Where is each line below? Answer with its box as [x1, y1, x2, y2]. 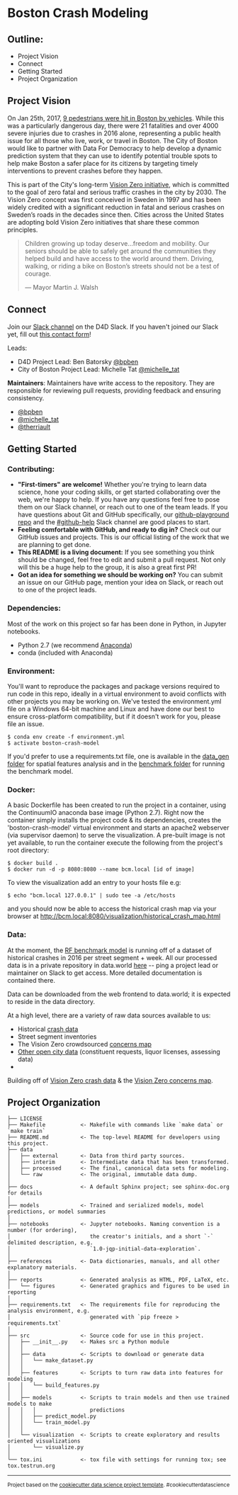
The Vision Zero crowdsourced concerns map [17, 1039, 152, 1048]
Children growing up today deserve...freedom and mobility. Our [24, 239, 210, 247]
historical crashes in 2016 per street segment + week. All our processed [7, 953, 217, 961]
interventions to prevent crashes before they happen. [7, 167, 163, 175]
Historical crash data [17, 1025, 79, 1033]
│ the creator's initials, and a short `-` [7, 1233, 214, 1241]
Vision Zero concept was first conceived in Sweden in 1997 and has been [7, 195, 221, 203]
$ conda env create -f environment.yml [7, 733, 125, 740]
